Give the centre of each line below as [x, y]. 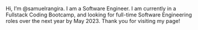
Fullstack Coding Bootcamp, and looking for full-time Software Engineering [99, 15]
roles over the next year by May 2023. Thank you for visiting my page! [93, 21]
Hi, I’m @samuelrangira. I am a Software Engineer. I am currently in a [91, 9]
